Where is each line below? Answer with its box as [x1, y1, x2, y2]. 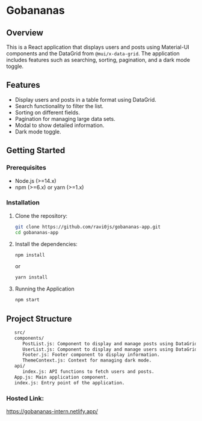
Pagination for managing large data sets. [14, 115, 115, 122]
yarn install [14, 274, 48, 280]
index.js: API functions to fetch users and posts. [22, 369, 155, 375]
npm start [14, 297, 40, 303]
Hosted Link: [6, 394, 44, 402]
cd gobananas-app [14, 229, 59, 235]
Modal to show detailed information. [14, 121, 105, 129]
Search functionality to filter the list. [14, 102, 104, 109]
